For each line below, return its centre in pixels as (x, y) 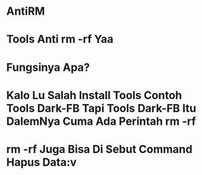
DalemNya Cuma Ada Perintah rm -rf (101, 121)
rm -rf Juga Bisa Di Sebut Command (99, 149)
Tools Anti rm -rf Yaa (60, 39)
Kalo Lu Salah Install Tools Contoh (94, 95)
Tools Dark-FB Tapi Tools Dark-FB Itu (101, 108)
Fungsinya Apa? (48, 67)
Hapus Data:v (41, 162)
